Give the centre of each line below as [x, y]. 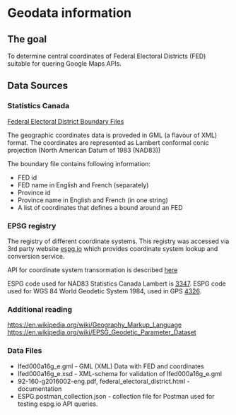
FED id [27, 177]
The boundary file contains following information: [79, 163]
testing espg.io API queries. [58, 404]
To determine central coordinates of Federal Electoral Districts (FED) [107, 56]
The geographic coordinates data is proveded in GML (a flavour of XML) [112, 135]
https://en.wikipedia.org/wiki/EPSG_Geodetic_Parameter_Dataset [102, 332]
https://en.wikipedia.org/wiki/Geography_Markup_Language [95, 325]
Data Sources [38, 86]
